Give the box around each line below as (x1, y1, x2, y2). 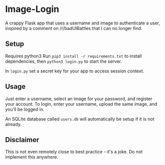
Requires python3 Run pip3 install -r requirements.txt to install (5, 53, 142, 59)
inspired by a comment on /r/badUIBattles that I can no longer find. (5, 25, 143, 31)
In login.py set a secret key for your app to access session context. (5, 68, 145, 74)
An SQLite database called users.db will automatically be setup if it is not (5, 116, 155, 122)
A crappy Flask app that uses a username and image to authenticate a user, (5, 20, 161, 26)
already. (5, 121, 22, 127)
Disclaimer (5, 136, 39, 144)
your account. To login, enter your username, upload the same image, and (5, 101, 158, 107)
